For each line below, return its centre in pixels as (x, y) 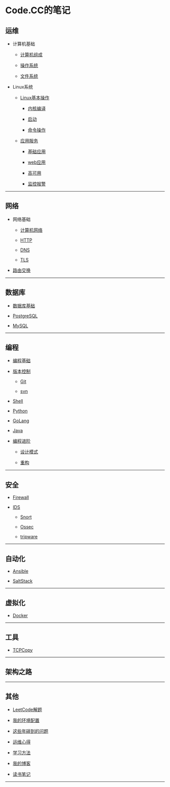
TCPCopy (23, 650)
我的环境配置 (26, 721)
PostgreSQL (25, 316)
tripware (29, 537)
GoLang (21, 421)
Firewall (21, 498)
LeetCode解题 (27, 709)
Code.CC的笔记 (38, 10)
